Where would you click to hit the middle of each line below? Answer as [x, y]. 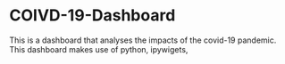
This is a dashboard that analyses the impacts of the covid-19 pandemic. [143, 40]
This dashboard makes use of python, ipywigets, [99, 49]
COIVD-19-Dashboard [92, 16]
